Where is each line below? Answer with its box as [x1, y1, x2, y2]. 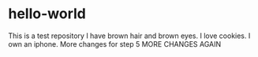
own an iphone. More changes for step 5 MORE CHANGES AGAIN [8, 39, 222, 48]
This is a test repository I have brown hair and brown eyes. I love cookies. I [8, 31, 251, 40]
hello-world [8, 5, 87, 23]
